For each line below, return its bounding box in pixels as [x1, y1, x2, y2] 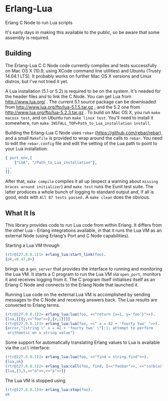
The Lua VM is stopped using [5, 377, 66, 383]
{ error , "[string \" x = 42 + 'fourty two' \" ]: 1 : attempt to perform [5, 326, 153, 331]
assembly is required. [5, 35, 49, 41]
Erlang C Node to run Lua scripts [5, 20, 72, 26]
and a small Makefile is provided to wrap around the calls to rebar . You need [5, 135, 162, 141]
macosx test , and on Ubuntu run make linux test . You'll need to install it [5, 115, 153, 121]
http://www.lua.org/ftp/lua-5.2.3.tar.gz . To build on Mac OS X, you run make [5, 109, 160, 115]
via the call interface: [5, 345, 50, 351]
